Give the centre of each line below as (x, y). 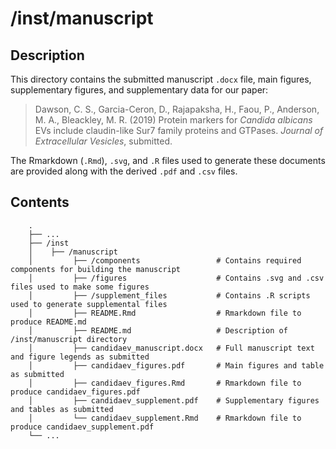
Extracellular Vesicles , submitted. (103, 141)
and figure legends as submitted (80, 357)
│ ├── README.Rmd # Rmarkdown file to (165, 313)
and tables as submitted (62, 409)
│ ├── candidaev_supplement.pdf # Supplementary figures (174, 400)
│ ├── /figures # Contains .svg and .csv (176, 278)
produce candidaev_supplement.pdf (82, 427)
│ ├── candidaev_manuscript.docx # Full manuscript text (171, 348)
